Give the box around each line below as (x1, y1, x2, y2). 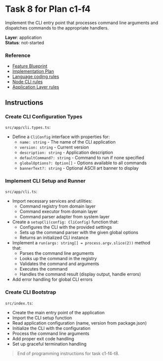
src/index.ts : (5, 300, 33, 306)
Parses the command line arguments (19, 250, 95, 256)
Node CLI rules (12, 79, 43, 85)
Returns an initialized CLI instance (19, 235, 89, 241)
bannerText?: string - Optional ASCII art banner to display (19, 165, 139, 171)
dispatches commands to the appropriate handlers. (5, 25, 109, 30)
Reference (5, 52, 31, 59)
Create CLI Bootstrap (5, 289, 57, 296)
